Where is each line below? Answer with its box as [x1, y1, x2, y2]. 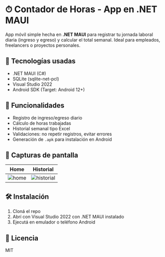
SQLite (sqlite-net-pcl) [12, 76, 60, 82]
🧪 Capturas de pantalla [5, 151, 78, 159]
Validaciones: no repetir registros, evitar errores [12, 131, 112, 137]
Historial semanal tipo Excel [12, 125, 71, 131]
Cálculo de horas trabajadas [12, 120, 72, 126]
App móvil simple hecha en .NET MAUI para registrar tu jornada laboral [5, 31, 153, 38]
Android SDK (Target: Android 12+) [12, 86, 85, 92]
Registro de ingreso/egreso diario [12, 115, 82, 121]
